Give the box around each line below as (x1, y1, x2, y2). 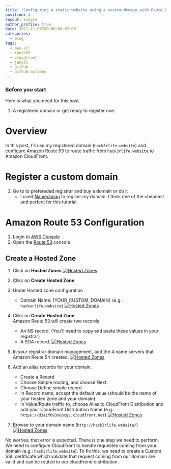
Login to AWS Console (12, 233, 60, 240)
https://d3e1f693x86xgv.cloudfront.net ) (20, 412, 107, 418)
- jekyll (10, 60, 28, 65)
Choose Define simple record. (20, 384, 83, 391)
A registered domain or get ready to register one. (12, 108, 116, 114)
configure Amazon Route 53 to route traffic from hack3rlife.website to (5, 148, 154, 154)
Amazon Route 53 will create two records (12, 318, 99, 324)
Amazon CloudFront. (5, 153, 48, 159)
